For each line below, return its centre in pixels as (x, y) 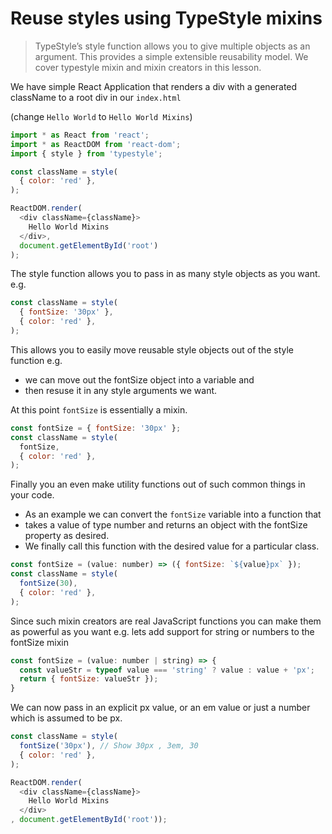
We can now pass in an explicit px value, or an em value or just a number (160, 708)
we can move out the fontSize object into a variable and (139, 379)
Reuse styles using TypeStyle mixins (166, 18)
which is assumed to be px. (66, 718)
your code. (32, 495)
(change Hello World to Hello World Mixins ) (101, 116)
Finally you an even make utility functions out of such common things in (158, 484)
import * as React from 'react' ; (80, 135)
